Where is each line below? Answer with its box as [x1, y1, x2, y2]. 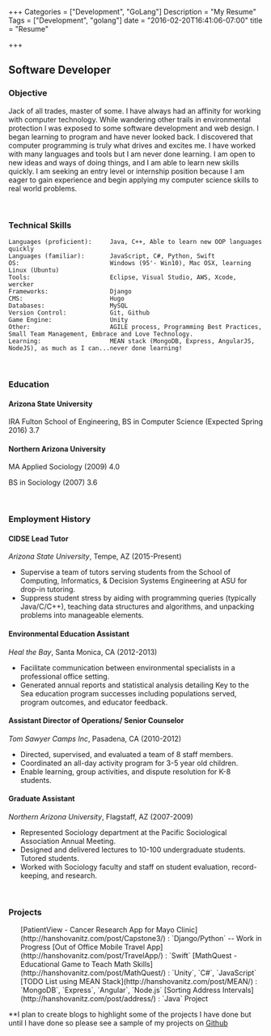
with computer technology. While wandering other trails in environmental [8, 114, 251, 124]
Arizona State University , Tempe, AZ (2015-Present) [8, 551, 182, 562]
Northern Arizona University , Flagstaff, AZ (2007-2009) [8, 812, 194, 822]
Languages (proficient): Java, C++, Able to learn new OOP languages [8, 238, 263, 246]
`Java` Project [161, 994, 209, 1004]
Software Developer [8, 63, 112, 77]
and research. [51, 871, 98, 880]
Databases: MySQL [8, 302, 129, 310]
